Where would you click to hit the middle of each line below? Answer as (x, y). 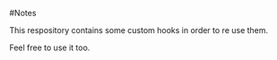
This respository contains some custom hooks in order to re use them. (139, 30)
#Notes (23, 13)
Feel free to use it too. (50, 47)
